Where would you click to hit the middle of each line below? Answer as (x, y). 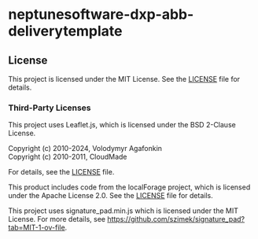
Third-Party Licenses (50, 108)
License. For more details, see (57, 219)
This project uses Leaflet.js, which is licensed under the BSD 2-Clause (122, 125)
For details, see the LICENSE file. (61, 172)
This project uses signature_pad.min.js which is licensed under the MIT (123, 211)
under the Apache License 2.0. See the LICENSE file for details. (111, 196)
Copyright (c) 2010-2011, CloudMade (68, 157)
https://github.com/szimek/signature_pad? (176, 219)
